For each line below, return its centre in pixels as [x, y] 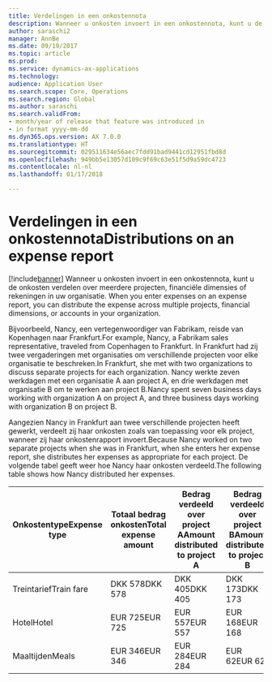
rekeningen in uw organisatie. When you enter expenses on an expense [127, 296]
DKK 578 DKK [136, 584]
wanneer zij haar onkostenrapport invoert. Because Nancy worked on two [130, 439]
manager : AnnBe [34, 39]
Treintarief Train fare [51, 589]
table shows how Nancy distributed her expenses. [92, 474]
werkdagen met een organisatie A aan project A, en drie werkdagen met [128, 380]
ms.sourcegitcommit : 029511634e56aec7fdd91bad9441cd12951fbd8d [117, 152]
